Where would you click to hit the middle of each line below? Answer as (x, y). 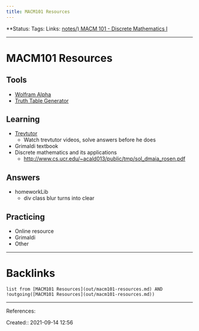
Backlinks (31, 273)
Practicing (26, 217)
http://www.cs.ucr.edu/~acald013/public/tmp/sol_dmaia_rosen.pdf (104, 159)
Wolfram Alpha (33, 94)
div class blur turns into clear (59, 198)
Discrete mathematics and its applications (66, 153)
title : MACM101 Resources (38, 12)
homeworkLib (31, 192)
